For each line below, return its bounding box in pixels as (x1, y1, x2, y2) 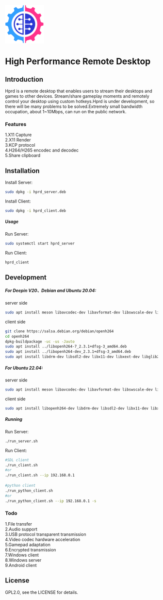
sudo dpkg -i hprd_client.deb (5, 208, 66, 213)
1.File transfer (5, 521, 33, 527)
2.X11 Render (5, 137, 31, 143)
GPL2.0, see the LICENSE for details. (5, 589, 79, 595)
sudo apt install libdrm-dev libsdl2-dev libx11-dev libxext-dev (5, 355, 140, 360)
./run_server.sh (5, 439, 38, 444)
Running (5, 416, 23, 422)
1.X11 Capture (5, 132, 32, 138)
